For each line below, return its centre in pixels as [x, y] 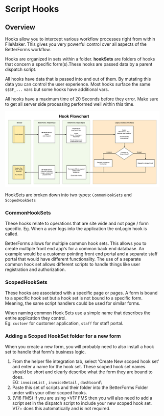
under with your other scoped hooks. [49, 393]
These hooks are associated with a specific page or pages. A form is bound [81, 293]
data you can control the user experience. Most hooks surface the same [78, 84]
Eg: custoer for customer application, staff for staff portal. [64, 324]
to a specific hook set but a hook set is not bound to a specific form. [74, 298]
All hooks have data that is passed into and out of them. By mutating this [78, 79]
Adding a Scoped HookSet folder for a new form [63, 336]
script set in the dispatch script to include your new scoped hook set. [82, 403]
